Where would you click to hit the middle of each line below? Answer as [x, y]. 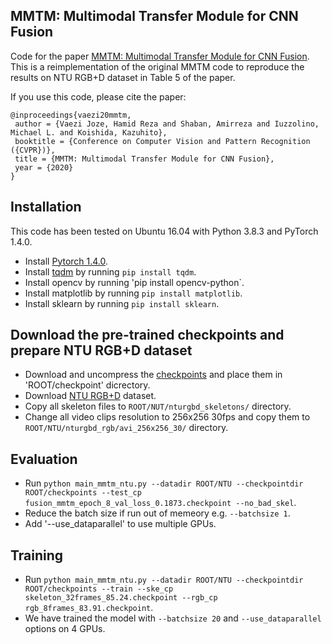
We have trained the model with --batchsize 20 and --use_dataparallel [173, 618]
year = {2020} [44, 167]
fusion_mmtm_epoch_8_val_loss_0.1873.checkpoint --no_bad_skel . [160, 503]
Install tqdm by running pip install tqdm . [110, 271]
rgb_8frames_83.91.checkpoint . [89, 608]
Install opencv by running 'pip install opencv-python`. [134, 282]
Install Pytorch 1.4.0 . [66, 261]
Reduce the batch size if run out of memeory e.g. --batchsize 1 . [157, 513]
